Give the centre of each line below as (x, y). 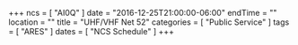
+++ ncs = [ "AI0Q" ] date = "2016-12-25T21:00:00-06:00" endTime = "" (143, 13)
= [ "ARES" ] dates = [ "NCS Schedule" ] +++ (91, 31)
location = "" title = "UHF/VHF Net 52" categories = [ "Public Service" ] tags (149, 22)
